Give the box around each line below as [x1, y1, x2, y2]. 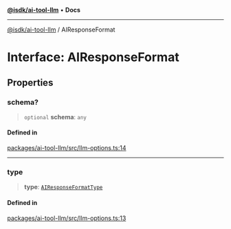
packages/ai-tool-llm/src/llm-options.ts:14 [7, 144, 126, 152]
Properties [7, 77, 54, 88]
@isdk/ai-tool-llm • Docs [7, 6, 81, 14]
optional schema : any [23, 112, 87, 121]
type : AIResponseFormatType [23, 183, 103, 191]
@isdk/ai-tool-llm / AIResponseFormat [7, 25, 115, 34]
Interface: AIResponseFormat [7, 49, 180, 65]
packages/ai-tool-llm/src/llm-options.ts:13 [7, 214, 126, 222]
